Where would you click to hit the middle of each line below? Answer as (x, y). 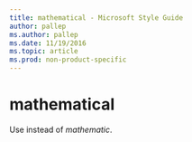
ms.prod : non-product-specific (68, 60)
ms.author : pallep (44, 34)
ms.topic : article (44, 52)
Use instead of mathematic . (61, 129)
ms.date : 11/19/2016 (48, 43)
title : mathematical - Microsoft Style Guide (96, 18)
